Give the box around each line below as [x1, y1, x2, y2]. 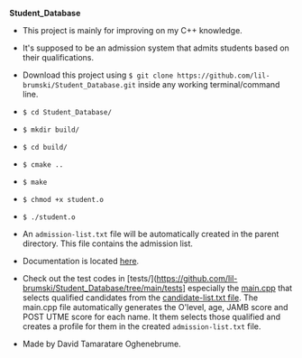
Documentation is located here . [22, 256, 140, 266]
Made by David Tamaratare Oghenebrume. [22, 338, 182, 349]
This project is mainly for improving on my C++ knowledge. [22, 25, 243, 35]
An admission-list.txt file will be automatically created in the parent [22, 229, 279, 239]
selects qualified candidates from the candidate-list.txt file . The [22, 292, 259, 303]
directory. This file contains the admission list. [22, 238, 194, 249]
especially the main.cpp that [188, 283, 293, 293]
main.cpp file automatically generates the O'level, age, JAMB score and [22, 302, 288, 312]
